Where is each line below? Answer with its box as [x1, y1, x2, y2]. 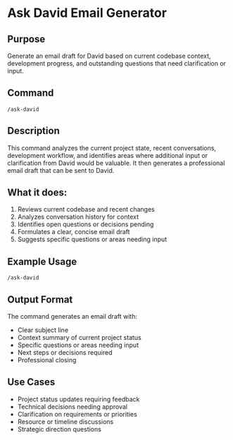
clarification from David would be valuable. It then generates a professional [7, 159, 225, 167]
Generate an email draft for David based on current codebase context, [7, 51, 211, 60]
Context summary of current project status [17, 334, 142, 342]
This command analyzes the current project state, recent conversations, [7, 143, 217, 152]
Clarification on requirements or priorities [17, 410, 137, 418]
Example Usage [7, 255, 77, 267]
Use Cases [7, 376, 56, 389]
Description [7, 125, 60, 137]
